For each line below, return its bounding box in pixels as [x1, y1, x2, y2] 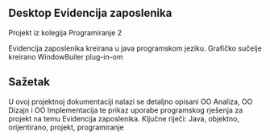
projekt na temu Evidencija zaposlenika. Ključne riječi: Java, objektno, [8, 113, 240, 123]
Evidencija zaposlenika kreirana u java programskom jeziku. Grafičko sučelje [8, 43, 262, 53]
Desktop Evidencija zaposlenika [8, 6, 172, 20]
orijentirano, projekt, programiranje [8, 122, 124, 132]
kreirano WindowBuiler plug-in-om [8, 51, 123, 61]
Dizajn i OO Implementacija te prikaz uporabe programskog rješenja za [8, 105, 243, 115]
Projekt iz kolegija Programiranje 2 [8, 27, 123, 37]
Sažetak [8, 76, 51, 89]
